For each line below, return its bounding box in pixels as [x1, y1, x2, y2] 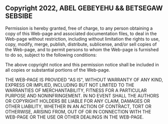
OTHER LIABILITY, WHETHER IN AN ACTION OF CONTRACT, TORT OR [5, 103, 151, 109]
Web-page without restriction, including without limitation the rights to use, [5, 36, 160, 42]
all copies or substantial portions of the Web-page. [5, 67, 110, 73]
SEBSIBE [5, 12, 33, 21]
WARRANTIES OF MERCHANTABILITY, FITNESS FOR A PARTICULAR [5, 87, 147, 93]
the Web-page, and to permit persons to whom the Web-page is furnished [5, 46, 159, 52]
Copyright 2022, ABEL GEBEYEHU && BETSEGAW [5, 4, 163, 13]
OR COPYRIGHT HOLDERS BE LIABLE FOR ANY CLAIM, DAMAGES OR [5, 98, 150, 104]
